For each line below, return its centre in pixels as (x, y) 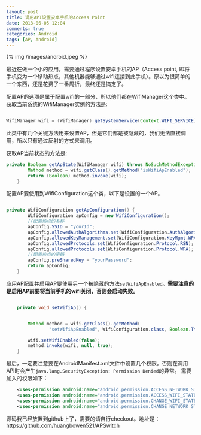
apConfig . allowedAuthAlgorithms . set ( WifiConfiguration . (99, 232)
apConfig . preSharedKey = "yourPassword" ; (80, 260)
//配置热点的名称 (46, 221)
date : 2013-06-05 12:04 (36, 23)
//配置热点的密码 (46, 255)
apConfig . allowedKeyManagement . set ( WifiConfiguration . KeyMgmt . (108, 238)
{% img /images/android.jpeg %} (47, 57)
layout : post (22, 12)
